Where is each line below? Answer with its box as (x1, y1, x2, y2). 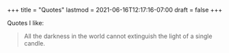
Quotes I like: (7, 19, 45, 26)
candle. (23, 39, 46, 47)
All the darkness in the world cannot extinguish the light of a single (23, 32, 213, 40)
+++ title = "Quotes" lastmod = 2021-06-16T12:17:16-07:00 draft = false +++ (7, 6, 223, 14)
